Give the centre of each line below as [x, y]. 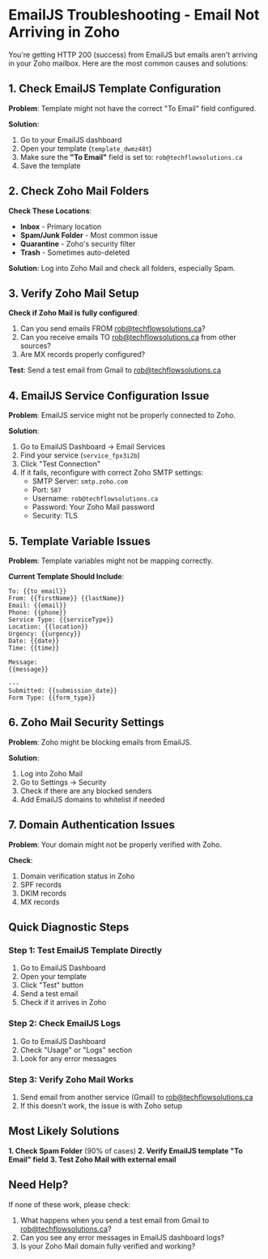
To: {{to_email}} [38, 591]
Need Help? [38, 1185]
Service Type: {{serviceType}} [61, 620]
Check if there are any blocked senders [86, 791]
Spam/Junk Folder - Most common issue [89, 235]
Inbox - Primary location [61, 226]
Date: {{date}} [34, 641]
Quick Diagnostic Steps [69, 928]
